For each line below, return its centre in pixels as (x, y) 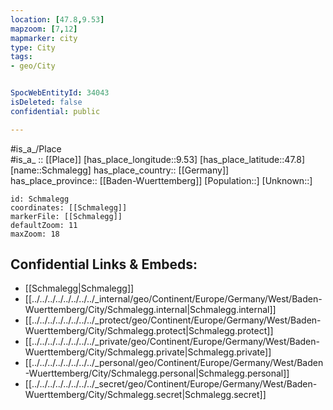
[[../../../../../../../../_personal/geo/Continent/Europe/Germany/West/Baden (174, 363)
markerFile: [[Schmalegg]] (66, 216)
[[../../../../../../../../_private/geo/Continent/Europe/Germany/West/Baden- (172, 342)
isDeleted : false (46, 102)
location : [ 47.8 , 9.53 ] (57, 19)
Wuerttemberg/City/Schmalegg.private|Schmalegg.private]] (148, 352)
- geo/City (33, 66)
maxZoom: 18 (35, 234)
